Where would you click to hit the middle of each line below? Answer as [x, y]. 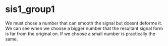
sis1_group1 [30, 9]
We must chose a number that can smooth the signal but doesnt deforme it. [84, 23]
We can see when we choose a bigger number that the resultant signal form [84, 28]
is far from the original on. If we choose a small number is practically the [80, 33]
